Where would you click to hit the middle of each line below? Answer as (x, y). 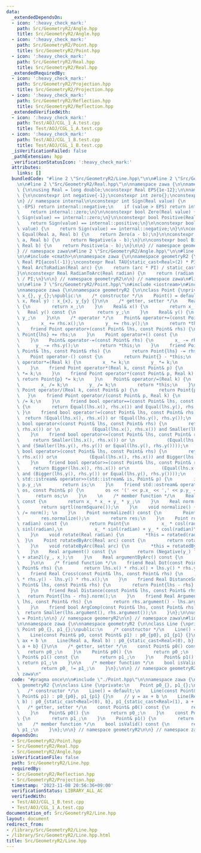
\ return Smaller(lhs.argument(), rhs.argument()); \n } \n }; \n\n (104, 613)
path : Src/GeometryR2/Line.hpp (51, 763)
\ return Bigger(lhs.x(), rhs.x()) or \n (73, 468)
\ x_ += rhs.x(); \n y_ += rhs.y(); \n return (101, 323)
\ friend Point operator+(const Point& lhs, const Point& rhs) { (104, 329)
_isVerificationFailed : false (49, 151)
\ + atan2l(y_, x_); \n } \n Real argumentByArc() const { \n (100, 557)
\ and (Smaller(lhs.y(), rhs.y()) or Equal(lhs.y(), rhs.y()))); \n (103, 446)
